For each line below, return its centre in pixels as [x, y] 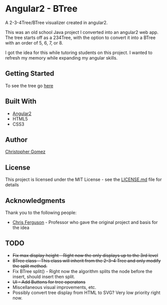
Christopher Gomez [25, 152]
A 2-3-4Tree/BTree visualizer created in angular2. [56, 22]
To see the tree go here [29, 85]
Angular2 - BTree [41, 9]
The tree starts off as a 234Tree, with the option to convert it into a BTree [80, 37]
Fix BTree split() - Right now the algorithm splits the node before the [82, 271]
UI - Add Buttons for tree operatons [49, 282]
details [12, 185]
